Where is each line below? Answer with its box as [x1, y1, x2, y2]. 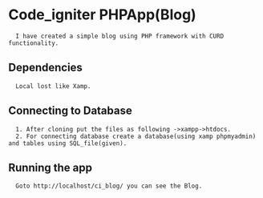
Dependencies [8, 61, 83, 75]
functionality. [8, 38, 59, 47]
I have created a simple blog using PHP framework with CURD [15, 32, 225, 40]
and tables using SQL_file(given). [8, 139, 127, 147]
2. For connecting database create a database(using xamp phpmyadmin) [15, 132, 257, 140]
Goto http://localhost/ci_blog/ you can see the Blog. [15, 182, 203, 190]
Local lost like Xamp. [15, 82, 91, 90]
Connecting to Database [8, 104, 132, 118]
